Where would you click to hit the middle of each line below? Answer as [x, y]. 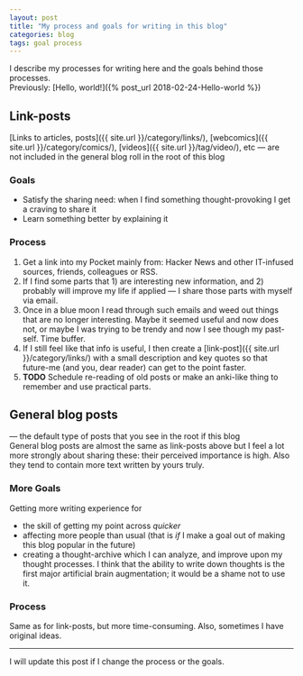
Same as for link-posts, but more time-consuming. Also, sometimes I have [147, 626]
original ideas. [36, 635]
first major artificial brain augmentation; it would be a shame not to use [154, 573]
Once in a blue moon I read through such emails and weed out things [151, 310]
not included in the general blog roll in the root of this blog [117, 157]
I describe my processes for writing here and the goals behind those [136, 69]
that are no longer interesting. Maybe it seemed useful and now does [151, 319]
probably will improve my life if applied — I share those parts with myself [157, 290]
